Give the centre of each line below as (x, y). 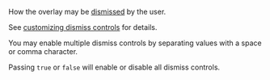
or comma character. (43, 51)
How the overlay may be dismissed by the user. (87, 12)
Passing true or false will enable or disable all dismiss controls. (114, 67)
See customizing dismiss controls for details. (83, 27)
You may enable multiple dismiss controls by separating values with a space (135, 43)
